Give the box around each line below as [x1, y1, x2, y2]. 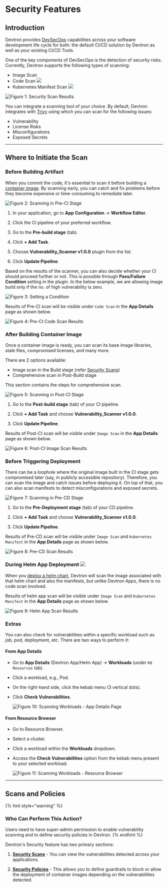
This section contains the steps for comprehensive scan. [5, 382, 122, 388]
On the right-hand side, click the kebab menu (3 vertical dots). [12, 684, 141, 690]
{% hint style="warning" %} [5, 803, 63, 809]
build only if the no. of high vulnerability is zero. [5, 284, 103, 290]
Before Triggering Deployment [5, 458, 81, 465]
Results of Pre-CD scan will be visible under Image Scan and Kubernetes [5, 534, 152, 540]
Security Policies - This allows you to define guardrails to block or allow [12, 866, 161, 872]
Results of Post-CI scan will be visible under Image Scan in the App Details [5, 430, 158, 436]
